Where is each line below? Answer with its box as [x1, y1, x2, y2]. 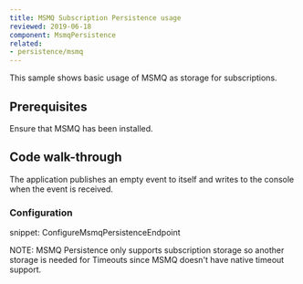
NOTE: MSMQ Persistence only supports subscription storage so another [9, 245, 285, 256]
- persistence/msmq [9, 47, 84, 57]
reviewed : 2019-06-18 [9, 22, 92, 31]
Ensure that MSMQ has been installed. [9, 122, 153, 133]
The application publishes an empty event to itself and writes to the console [9, 174, 295, 184]
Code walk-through [9, 150, 122, 165]
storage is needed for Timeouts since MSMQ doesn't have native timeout [9, 255, 285, 266]
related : [9, 38, 43, 48]
